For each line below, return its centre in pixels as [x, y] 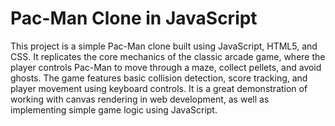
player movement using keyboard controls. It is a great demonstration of [159, 88]
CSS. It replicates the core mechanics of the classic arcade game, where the [168, 56]
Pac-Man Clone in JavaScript [134, 18]
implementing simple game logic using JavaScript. [114, 109]
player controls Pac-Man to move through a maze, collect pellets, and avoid [166, 67]
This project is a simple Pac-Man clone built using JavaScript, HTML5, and [164, 46]
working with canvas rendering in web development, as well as [140, 99]
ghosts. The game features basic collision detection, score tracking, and [159, 78]
